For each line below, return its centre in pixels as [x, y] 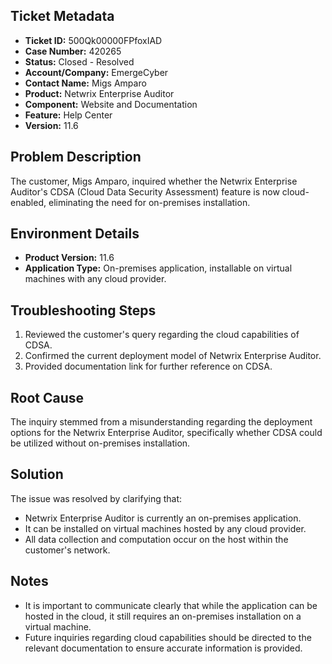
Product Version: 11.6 [69, 258]
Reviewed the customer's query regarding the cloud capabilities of [162, 335]
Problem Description [76, 157]
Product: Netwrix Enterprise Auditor [99, 93]
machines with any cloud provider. [95, 279]
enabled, [28, 202]
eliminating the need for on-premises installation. [149, 202]
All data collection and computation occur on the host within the [156, 539]
